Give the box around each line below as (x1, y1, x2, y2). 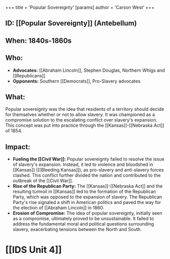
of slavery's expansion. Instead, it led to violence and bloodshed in (12, 161, 153, 167)
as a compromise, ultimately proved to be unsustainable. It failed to (12, 216, 154, 222)
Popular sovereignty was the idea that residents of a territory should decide (5, 106, 164, 112)
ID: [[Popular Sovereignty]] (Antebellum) (5, 19, 137, 27)
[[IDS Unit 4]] (5, 244, 62, 256)
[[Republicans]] (12, 72, 46, 78)
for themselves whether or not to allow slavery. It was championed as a (5, 111, 155, 118)
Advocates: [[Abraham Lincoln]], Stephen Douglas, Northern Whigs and (12, 67, 165, 73)
